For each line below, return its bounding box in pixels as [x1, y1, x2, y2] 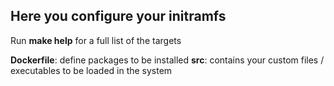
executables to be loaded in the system [10, 64, 173, 76]
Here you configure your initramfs [10, 8, 227, 25]
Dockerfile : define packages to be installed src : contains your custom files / [10, 54, 325, 66]
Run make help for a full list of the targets [10, 34, 182, 46]
